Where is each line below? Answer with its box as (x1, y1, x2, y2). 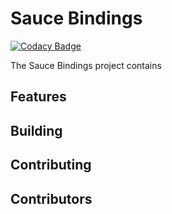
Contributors (10, 190, 93, 207)
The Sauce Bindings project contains (10, 59, 162, 71)
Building (10, 122, 63, 139)
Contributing (10, 157, 92, 174)
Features (10, 88, 67, 106)
